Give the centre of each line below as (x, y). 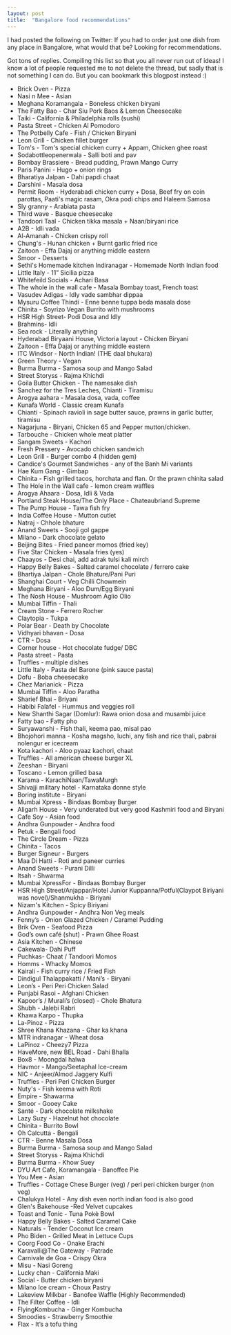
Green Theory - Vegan (49, 361)
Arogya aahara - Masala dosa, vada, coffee (78, 397)
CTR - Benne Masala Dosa (55, 1140)
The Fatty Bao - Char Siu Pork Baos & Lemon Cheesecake (100, 111)
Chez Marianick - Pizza (50, 684)
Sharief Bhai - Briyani (47, 699)
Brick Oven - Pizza (44, 89)
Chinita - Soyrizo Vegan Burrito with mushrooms (86, 309)
